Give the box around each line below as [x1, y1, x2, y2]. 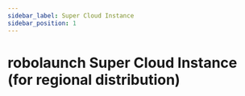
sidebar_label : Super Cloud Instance [7, 11, 135, 20]
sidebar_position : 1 [7, 19, 77, 27]
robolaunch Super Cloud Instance [7, 54, 238, 72]
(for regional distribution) [7, 70, 181, 89]
